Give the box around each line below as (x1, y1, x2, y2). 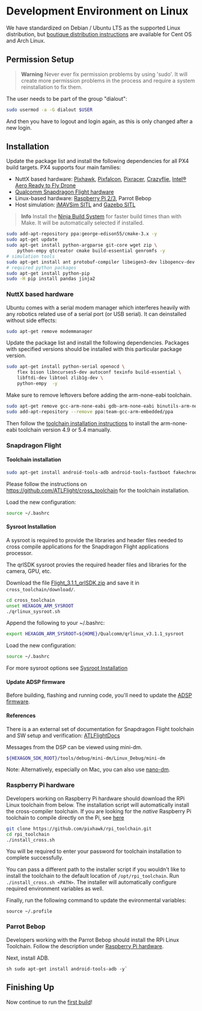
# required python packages (6, 264, 77, 271)
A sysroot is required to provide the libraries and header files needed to (6, 536, 183, 544)
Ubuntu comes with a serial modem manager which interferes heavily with (6, 303, 191, 311)
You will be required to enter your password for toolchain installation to (6, 848, 182, 855)
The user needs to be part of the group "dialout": (6, 95, 127, 102)
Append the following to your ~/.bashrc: (6, 620, 105, 627)
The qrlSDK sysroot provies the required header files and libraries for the (6, 561, 187, 568)
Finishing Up (6, 982, 55, 993)
